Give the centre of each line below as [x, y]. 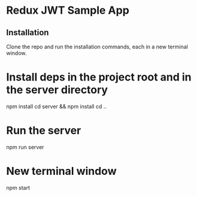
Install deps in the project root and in [99, 77]
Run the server [44, 130]
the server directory [57, 90]
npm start [18, 187]
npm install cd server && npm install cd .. [56, 106]
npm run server [25, 147]
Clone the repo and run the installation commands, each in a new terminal [97, 47]
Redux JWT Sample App [68, 10]
